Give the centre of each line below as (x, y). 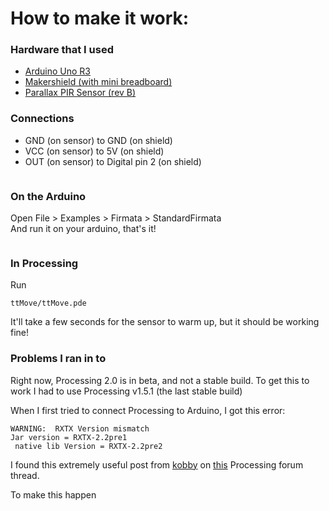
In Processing (44, 263)
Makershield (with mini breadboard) (98, 82)
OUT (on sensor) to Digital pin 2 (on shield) (113, 161)
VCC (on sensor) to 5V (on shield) (94, 151)
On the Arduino (48, 196)
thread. (25, 475)
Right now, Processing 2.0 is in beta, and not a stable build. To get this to (160, 380)
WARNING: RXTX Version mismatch (80, 428)
